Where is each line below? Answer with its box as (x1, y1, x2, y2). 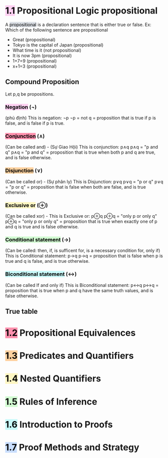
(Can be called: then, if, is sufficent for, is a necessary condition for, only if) (5, 248, 160, 254)
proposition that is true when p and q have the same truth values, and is (5, 287, 153, 293)
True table (5, 307, 38, 315)
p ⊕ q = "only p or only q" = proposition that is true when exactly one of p (5, 218, 157, 224)
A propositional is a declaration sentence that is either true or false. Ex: (5, 22, 151, 28)
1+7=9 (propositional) (12, 58, 57, 64)
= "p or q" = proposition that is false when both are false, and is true (5, 184, 146, 190)
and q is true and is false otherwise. (5, 223, 79, 230)
